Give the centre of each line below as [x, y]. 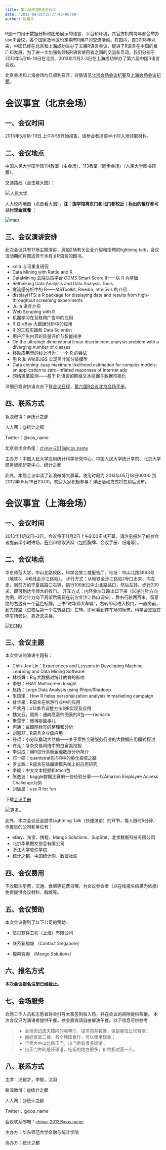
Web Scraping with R [34, 312]
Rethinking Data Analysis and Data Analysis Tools [62, 284]
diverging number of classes [41, 347]
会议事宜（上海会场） [49, 504]
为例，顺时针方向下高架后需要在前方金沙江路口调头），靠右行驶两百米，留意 [82, 597]
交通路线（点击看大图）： [30, 183]
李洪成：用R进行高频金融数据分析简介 [50, 752]
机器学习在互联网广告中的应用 [42, 318]
